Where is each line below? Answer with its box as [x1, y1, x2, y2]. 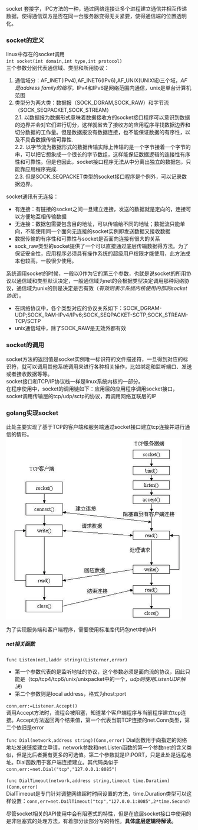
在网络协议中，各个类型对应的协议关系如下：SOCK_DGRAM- [14, 305, 162, 312]
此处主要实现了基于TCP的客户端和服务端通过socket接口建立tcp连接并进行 [6, 423, 185, 430]
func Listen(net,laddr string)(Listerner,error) [6, 657, 128, 663]
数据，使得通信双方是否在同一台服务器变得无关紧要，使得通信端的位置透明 [6, 12, 187, 20]
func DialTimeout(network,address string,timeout [6, 777, 131, 784]
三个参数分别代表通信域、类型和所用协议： [6, 64, 110, 72]
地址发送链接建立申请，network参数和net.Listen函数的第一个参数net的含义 [6, 744, 187, 751]
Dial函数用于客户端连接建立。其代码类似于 [16, 758, 119, 766]
